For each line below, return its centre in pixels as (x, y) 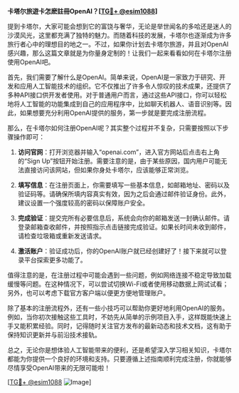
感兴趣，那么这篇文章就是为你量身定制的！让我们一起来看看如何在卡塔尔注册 (119, 53)
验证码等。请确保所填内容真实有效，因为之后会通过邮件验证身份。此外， (123, 194)
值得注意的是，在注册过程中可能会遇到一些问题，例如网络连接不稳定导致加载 (119, 275)
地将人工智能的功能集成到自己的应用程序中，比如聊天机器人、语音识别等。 (116, 104)
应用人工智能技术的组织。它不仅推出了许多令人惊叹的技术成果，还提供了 (126, 86)
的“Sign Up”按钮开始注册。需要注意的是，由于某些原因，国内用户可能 (119, 161)
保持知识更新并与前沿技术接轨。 (54, 335)
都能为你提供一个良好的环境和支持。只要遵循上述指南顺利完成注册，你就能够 (119, 359)
